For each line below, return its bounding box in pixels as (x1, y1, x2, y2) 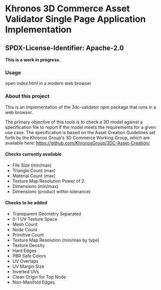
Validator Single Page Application (5, 13, 146, 25)
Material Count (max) (12, 173, 56, 179)
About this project (5, 93, 50, 99)
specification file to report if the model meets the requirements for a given (5, 124, 156, 130)
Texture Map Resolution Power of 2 (12, 178, 85, 184)
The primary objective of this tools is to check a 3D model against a (5, 119, 143, 125)
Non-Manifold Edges (12, 279, 55, 285)
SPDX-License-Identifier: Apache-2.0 (5, 44, 124, 52)
